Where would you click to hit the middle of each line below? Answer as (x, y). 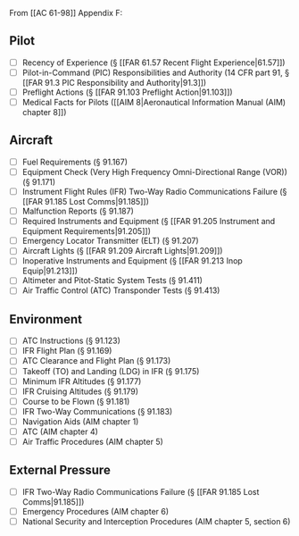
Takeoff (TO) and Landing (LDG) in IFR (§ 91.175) (111, 371)
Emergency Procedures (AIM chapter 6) (96, 511)
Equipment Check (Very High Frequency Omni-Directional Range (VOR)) (155, 172)
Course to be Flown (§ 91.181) (76, 401)
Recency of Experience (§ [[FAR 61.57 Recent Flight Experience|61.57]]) (154, 63)
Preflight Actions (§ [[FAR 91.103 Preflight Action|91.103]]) (128, 92)
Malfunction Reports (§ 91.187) (78, 211)
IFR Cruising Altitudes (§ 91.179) (80, 391)
